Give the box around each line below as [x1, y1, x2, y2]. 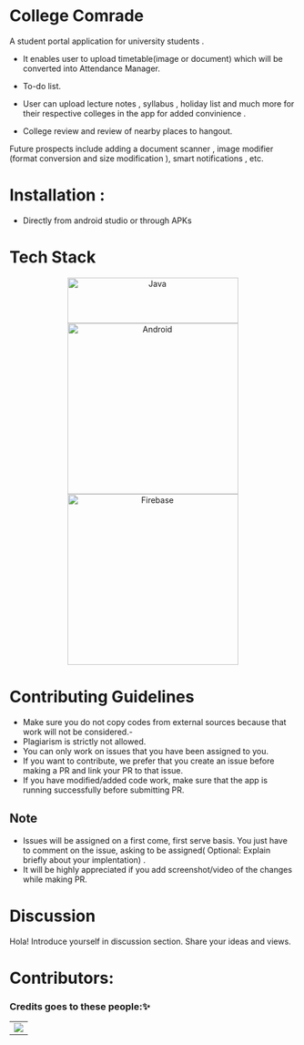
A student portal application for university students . [9, 36, 205, 46]
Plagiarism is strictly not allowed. [22, 735, 147, 747]
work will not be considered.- [22, 726, 134, 737]
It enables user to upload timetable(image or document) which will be [22, 53, 284, 64]
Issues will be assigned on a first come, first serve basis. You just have [22, 835, 289, 845]
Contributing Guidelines [9, 687, 195, 707]
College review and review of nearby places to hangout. [22, 125, 233, 137]
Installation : [9, 185, 106, 206]
